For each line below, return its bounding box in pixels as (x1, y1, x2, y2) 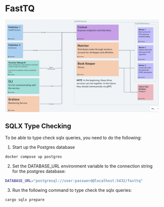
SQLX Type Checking (5, 122, 72, 130)
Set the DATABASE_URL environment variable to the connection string (12, 163, 153, 169)
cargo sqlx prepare (5, 197, 45, 202)
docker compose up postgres (5, 154, 62, 159)
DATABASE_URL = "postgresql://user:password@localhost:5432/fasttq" (5, 178, 143, 183)
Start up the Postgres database (12, 144, 75, 150)
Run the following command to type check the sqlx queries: (12, 187, 132, 193)
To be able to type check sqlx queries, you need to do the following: (5, 135, 142, 141)
